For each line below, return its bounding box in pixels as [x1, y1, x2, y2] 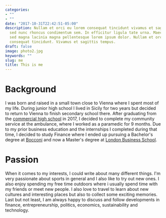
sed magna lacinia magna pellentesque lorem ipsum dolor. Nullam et [9, 35, 154, 40]
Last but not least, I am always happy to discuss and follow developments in [5, 197, 160, 203]
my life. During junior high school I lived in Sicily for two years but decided [5, 105, 156, 111]
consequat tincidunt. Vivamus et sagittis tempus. [9, 40, 116, 44]
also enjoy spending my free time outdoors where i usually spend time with [5, 181, 158, 187]
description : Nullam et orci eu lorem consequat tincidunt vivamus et [5, 26, 154, 31]
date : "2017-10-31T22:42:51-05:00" [5, 21, 79, 26]
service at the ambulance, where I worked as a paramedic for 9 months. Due [5, 121, 161, 127]
